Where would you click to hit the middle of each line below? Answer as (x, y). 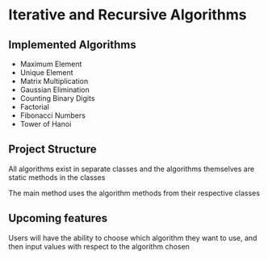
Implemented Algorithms (73, 45)
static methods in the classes (57, 177)
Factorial (35, 107)
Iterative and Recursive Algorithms (128, 15)
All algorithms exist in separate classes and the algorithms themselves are (132, 169)
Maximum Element (51, 64)
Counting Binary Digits (57, 98)
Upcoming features (58, 218)
